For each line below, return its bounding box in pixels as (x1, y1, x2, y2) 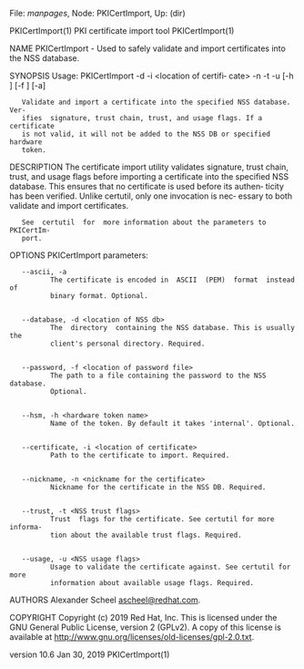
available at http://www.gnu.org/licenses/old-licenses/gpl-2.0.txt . (9, 632, 255, 642)
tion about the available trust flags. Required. (49, 530, 243, 540)
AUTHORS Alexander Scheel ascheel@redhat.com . (9, 594, 201, 605)
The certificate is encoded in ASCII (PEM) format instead (49, 275, 296, 284)
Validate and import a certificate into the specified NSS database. (21, 98, 291, 107)
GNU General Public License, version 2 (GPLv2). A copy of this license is (9, 622, 282, 633)
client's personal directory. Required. (49, 339, 206, 348)
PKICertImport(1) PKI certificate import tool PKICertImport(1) (9, 26, 235, 36)
